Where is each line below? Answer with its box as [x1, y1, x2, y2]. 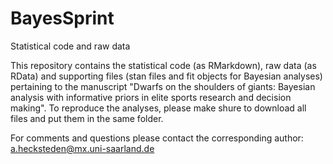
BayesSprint [10, 7, 115, 30]
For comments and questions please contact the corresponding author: [10, 132, 304, 144]
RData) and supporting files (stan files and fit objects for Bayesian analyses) [10, 70, 323, 82]
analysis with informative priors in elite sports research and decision [10, 91, 292, 103]
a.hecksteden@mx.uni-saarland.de [10, 142, 155, 154]
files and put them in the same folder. [10, 112, 164, 124]
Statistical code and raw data [10, 40, 131, 52]
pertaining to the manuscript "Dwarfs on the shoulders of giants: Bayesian [10, 80, 316, 92]
